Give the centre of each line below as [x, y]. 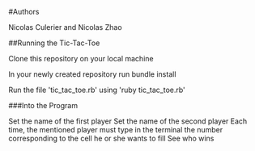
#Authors [24, 12]
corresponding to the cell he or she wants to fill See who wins [111, 138]
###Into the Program [43, 105]
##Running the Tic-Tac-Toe [54, 43]
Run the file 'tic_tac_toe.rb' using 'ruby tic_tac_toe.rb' [97, 90]
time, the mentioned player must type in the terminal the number [116, 130]
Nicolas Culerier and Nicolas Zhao [66, 27]
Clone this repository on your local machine [81, 59]
